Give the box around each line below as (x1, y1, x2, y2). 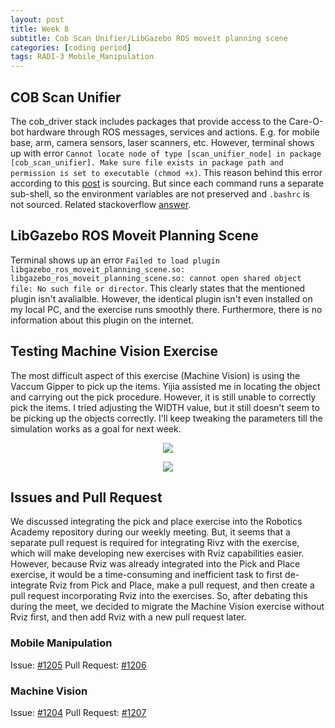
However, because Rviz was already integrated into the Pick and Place (10, 558, 301, 570)
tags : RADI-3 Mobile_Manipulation (10, 52, 155, 62)
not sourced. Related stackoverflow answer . (10, 198, 192, 210)
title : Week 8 (10, 24, 70, 34)
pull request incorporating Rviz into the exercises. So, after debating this (10, 590, 308, 602)
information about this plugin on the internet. (10, 314, 195, 326)
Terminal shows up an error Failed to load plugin (10, 254, 220, 266)
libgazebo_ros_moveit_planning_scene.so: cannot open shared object (10, 273, 302, 283)
